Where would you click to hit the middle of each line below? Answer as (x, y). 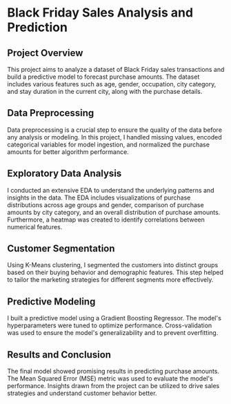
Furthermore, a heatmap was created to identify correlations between (106, 220)
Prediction (37, 27)
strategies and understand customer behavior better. (82, 393)
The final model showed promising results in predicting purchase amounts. (113, 372)
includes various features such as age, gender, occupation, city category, (112, 84)
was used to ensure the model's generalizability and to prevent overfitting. (113, 333)
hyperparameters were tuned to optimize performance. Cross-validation (110, 325)
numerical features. (35, 227)
